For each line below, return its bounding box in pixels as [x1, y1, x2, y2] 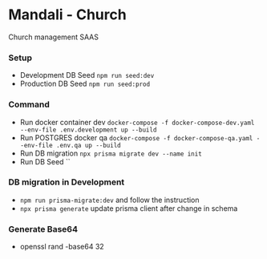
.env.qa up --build [55, 141, 122, 149]
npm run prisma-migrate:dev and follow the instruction [19, 195, 200, 204]
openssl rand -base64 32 [19, 242, 104, 252]
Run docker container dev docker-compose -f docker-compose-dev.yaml [19, 117, 255, 127]
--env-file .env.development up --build [19, 126, 157, 134]
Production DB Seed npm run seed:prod [19, 79, 151, 89]
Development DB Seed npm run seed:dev [19, 71, 155, 80]
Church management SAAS [8, 32, 99, 42]
